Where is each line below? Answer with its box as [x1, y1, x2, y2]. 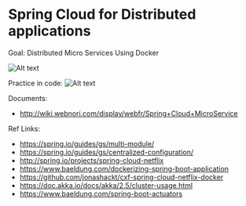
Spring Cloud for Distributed [8, 5, 196, 23]
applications [8, 22, 91, 40]
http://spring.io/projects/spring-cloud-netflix [19, 155, 164, 165]
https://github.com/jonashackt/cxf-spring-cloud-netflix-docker [19, 172, 224, 182]
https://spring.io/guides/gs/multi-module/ [19, 139, 155, 148]
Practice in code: [8, 78, 63, 88]
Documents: [8, 93, 48, 103]
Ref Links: [8, 124, 41, 133]
